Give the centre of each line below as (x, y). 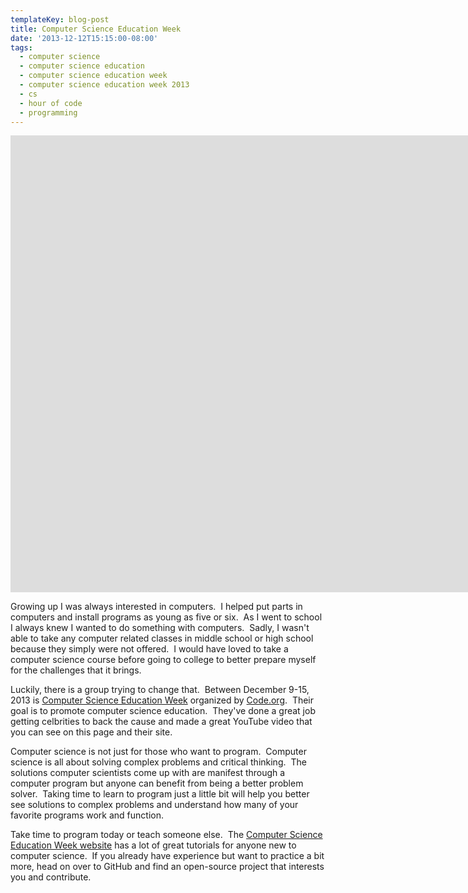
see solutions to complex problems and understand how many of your (154, 805)
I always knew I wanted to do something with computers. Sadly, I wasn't (160, 628)
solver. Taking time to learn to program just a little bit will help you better (160, 794)
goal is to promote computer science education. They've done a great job (163, 711)
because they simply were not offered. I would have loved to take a (149, 649)
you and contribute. (51, 877)
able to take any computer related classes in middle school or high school (162, 638)
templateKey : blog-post (60, 19)
